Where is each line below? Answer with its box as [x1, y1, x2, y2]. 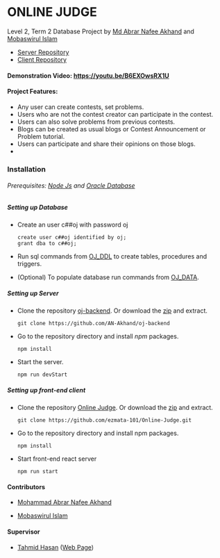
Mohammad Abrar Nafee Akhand [17, 498, 112, 507]
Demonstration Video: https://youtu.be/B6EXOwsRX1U [7, 71, 170, 80]
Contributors [7, 482, 46, 491]
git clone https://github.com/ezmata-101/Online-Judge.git [17, 417, 192, 424]
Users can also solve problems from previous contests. [17, 117, 176, 126]
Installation [7, 164, 46, 174]
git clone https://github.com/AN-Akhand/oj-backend [17, 320, 170, 327]
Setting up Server [7, 289, 59, 297]
